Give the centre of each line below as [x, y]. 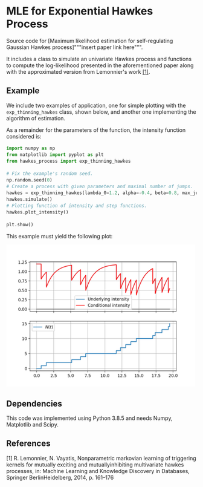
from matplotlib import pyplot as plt [55, 155]
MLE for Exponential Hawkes [80, 11]
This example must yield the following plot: [60, 237]
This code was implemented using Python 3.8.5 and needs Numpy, [89, 418]
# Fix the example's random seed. [50, 174]
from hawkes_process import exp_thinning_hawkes [69, 161]
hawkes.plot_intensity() [37, 212]
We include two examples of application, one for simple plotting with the [96, 105]
